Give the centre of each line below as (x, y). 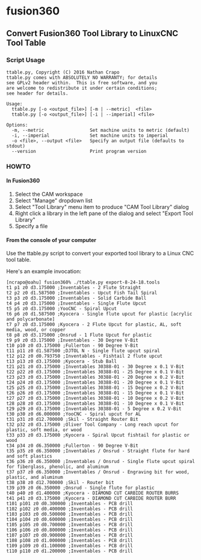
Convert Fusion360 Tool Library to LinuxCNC (92, 33)
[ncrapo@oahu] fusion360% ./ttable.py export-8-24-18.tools (83, 282)
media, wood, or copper (36, 330)
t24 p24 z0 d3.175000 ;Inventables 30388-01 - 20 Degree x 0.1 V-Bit (95, 383)
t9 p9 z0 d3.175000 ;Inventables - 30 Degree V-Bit (72, 341)
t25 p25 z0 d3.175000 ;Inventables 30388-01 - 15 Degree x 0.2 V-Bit (95, 388)
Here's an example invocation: (44, 272)
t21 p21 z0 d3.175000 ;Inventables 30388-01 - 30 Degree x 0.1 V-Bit (95, 367)
